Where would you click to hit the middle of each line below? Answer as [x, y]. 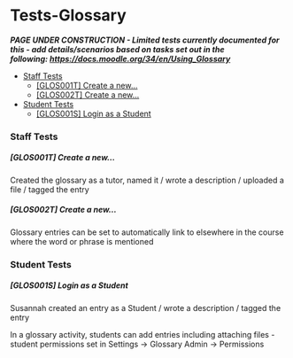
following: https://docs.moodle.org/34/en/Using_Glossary [120, 58]
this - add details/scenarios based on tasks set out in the [117, 49]
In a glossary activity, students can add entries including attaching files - [143, 334]
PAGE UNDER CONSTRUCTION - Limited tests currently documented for [145, 40]
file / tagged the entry [50, 189]
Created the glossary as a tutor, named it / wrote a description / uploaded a [147, 180]
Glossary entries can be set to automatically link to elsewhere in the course [147, 232]
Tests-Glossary [68, 16]
